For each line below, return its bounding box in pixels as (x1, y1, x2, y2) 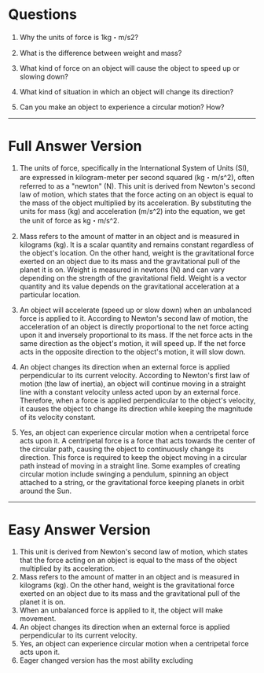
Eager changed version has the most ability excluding (19, 655, 194, 665)
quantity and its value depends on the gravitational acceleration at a (19, 281, 240, 291)
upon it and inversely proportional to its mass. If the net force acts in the (19, 330, 253, 340)
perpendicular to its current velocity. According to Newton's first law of (19, 370, 250, 380)
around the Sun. (19, 486, 72, 495)
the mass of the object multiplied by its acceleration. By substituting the (19, 198, 252, 208)
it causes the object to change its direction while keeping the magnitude (19, 403, 253, 414)
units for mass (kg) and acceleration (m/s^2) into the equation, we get (19, 206, 246, 215)
